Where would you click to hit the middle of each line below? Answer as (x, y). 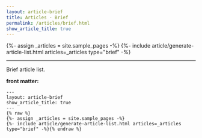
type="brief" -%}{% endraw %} (44, 129)
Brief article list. (26, 69)
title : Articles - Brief (37, 17)
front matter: (23, 81)
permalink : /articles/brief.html (48, 23)
